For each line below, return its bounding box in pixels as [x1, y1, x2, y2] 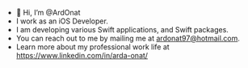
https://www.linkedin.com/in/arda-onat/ [15, 51, 148, 60]
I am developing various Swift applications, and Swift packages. [15, 25, 229, 34]
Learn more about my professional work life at [15, 42, 170, 52]
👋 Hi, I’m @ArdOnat [15, 8, 81, 17]
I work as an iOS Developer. [15, 16, 109, 26]
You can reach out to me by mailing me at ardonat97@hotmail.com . [15, 33, 241, 43]
